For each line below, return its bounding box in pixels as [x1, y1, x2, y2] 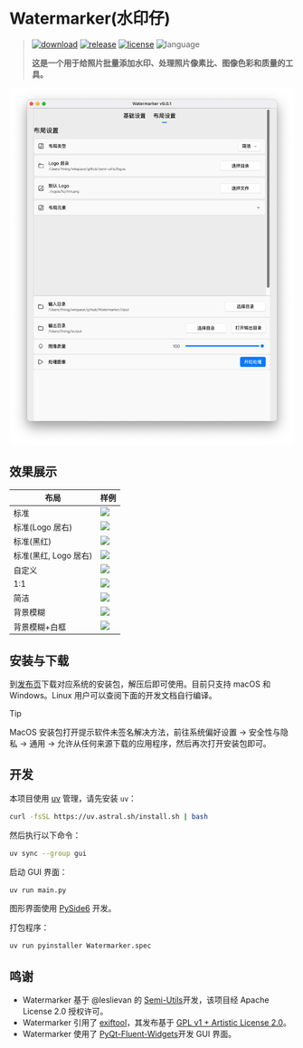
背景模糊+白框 [13, 621, 67, 632]
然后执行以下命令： [9, 830, 81, 841]
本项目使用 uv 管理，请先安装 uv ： [9, 793, 137, 803]
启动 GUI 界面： [9, 866, 68, 877]
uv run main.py [9, 885, 67, 895]
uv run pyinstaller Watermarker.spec [9, 941, 152, 951]
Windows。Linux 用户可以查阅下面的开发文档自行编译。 [9, 689, 217, 700]
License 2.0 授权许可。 [22, 1006, 109, 1017]
